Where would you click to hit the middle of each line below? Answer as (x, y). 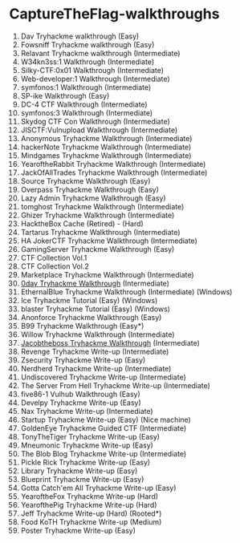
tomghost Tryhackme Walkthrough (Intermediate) (102, 206)
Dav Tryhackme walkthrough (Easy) (80, 36)
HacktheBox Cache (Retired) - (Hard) (82, 223)
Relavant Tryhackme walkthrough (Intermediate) (100, 53)
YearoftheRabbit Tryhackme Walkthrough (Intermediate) (113, 164)
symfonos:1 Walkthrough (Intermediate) (86, 87)
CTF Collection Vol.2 (55, 266)
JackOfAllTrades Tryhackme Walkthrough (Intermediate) (114, 172)
